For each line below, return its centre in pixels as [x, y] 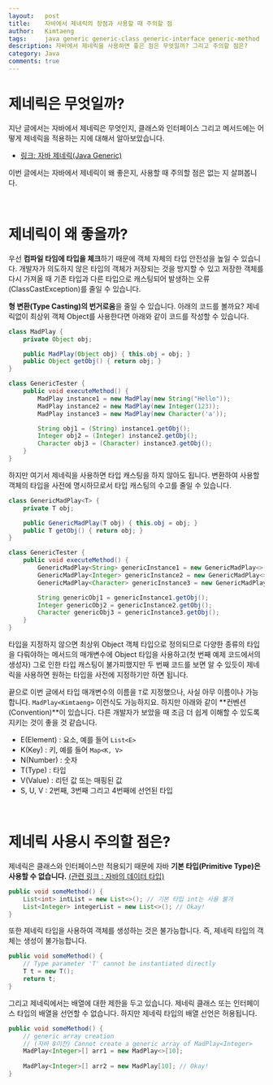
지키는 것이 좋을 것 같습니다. [53, 722]
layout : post [34, 16]
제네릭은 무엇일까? [67, 104]
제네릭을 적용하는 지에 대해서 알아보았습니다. [94, 138]
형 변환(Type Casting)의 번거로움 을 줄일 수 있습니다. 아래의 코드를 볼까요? [127, 306]
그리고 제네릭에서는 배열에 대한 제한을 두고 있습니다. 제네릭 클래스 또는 [120, 1003]
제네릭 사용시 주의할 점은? [89, 842]
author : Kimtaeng [41, 31]
